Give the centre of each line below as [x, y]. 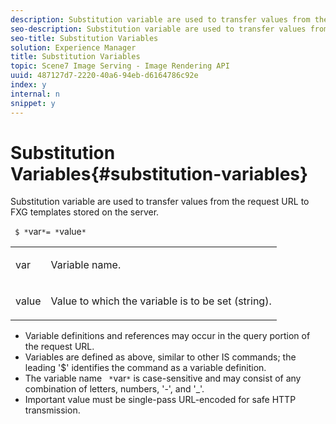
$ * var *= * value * [50, 232]
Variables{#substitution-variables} [159, 173]
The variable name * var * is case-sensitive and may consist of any [163, 378]
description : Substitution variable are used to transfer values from [160, 19]
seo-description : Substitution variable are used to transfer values [158, 29]
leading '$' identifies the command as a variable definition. [145, 368]
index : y [28, 85]
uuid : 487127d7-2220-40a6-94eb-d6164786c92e [104, 76]
